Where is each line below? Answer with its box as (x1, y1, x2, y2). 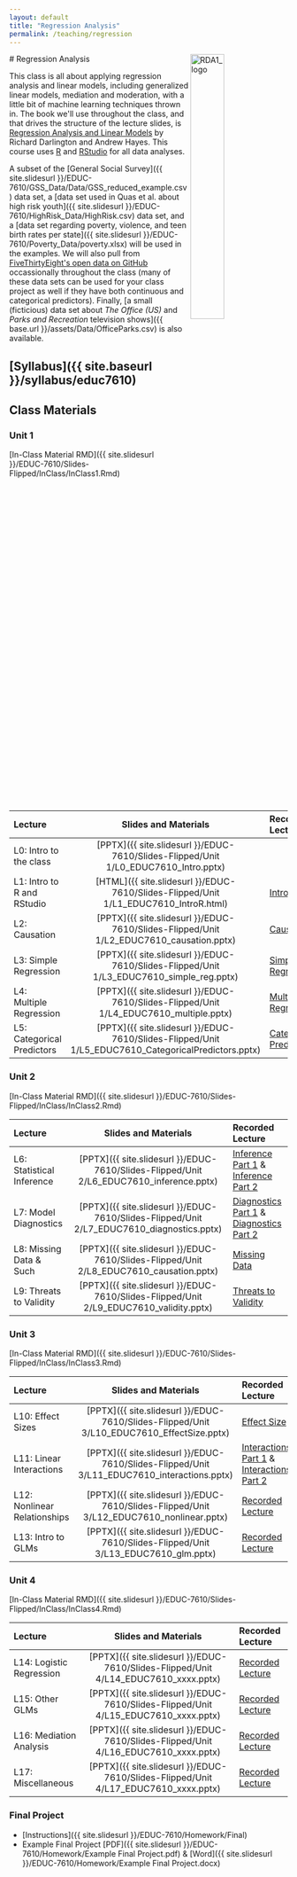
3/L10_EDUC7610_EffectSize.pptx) (80, 1427, 230, 1439)
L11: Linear (13, 1451, 62, 1464)
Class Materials (9, 403, 97, 418)
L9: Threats (13, 1285, 62, 1297)
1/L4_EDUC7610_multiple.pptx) (98, 1007, 232, 1020)
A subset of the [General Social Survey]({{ (9, 163, 164, 174)
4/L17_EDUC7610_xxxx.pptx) (95, 1783, 221, 1795)
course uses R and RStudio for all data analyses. (9, 146, 186, 157)
